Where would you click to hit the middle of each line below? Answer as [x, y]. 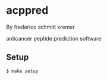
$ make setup [22, 71]
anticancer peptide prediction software [54, 38]
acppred [27, 10]
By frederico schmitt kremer [41, 27]
